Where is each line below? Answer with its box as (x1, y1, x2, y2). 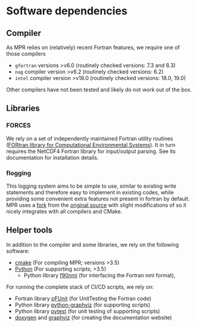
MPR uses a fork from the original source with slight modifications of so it (6, 201, 187, 209)
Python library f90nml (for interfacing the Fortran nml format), (23, 271, 176, 279)
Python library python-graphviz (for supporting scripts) (14, 301, 151, 308)
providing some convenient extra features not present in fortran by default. (6, 195, 190, 202)
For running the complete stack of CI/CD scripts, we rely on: (6, 283, 154, 291)
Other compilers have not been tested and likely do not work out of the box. (6, 86, 192, 93)
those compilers (6, 50, 46, 57)
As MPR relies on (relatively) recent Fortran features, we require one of (6, 44, 180, 51)
